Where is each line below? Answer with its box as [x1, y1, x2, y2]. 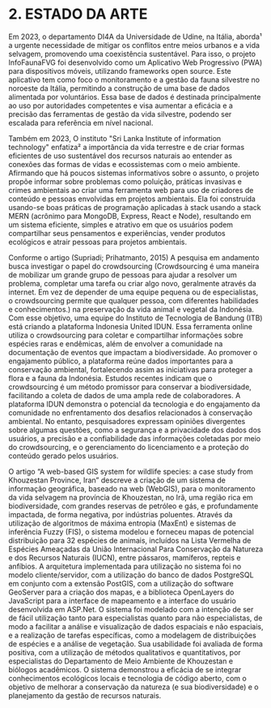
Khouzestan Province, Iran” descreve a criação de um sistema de [8, 475, 227, 485]
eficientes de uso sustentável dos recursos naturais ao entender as [8, 151, 233, 161]
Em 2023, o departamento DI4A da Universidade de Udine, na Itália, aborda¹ [8, 32, 262, 41]
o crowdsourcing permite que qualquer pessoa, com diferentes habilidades [8, 295, 259, 305]
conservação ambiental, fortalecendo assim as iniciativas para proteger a [8, 364, 253, 374]
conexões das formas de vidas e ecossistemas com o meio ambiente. [8, 159, 240, 169]
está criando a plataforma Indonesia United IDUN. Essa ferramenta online [8, 321, 253, 331]
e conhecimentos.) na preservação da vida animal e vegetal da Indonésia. [8, 304, 255, 314]
